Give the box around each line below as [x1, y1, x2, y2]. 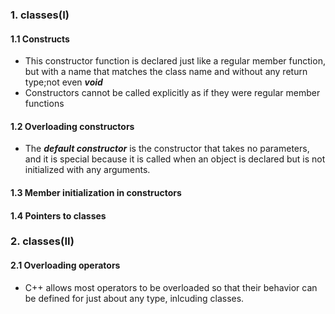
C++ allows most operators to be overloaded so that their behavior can [24, 281, 318, 293]
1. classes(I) [10, 8, 70, 22]
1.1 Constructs [10, 33, 70, 45]
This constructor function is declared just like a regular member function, [24, 55, 326, 67]
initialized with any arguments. [24, 164, 151, 176]
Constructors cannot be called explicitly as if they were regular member [24, 87, 321, 99]
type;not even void [24, 76, 103, 88]
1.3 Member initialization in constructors [10, 186, 182, 198]
